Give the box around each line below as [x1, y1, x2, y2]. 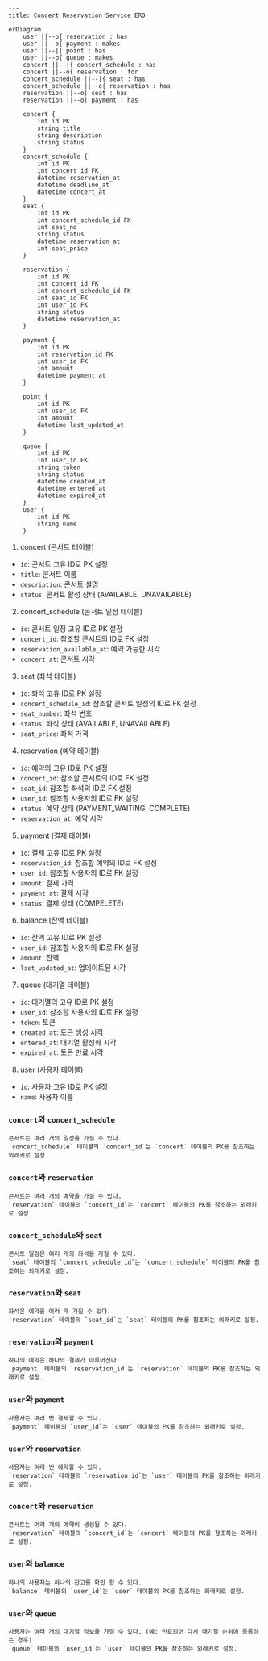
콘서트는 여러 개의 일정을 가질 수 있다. [8, 1135, 122, 1143]
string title [37, 124, 81, 132]
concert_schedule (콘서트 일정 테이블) [19, 607, 143, 616]
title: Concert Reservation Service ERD [8, 11, 146, 19]
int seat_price [37, 245, 89, 253]
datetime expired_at [37, 492, 106, 500]
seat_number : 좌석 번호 [19, 709, 93, 718]
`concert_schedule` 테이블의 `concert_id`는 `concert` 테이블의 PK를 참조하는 [8, 1143, 255, 1151]
